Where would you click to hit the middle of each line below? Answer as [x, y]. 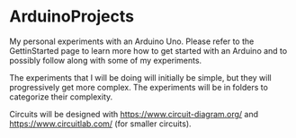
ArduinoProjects [72, 17]
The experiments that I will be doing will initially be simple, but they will [140, 77]
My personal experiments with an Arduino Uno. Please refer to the [132, 41]
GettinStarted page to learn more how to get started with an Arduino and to [148, 50]
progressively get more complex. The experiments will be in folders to [139, 87]
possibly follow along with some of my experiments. [106, 60]
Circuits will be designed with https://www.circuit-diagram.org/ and [134, 114]
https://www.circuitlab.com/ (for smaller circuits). [100, 124]
